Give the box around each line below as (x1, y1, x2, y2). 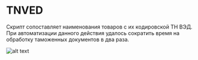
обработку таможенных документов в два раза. (6, 36, 130, 43)
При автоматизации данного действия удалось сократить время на (6, 29, 180, 36)
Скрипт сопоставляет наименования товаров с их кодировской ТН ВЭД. (6, 23, 193, 30)
